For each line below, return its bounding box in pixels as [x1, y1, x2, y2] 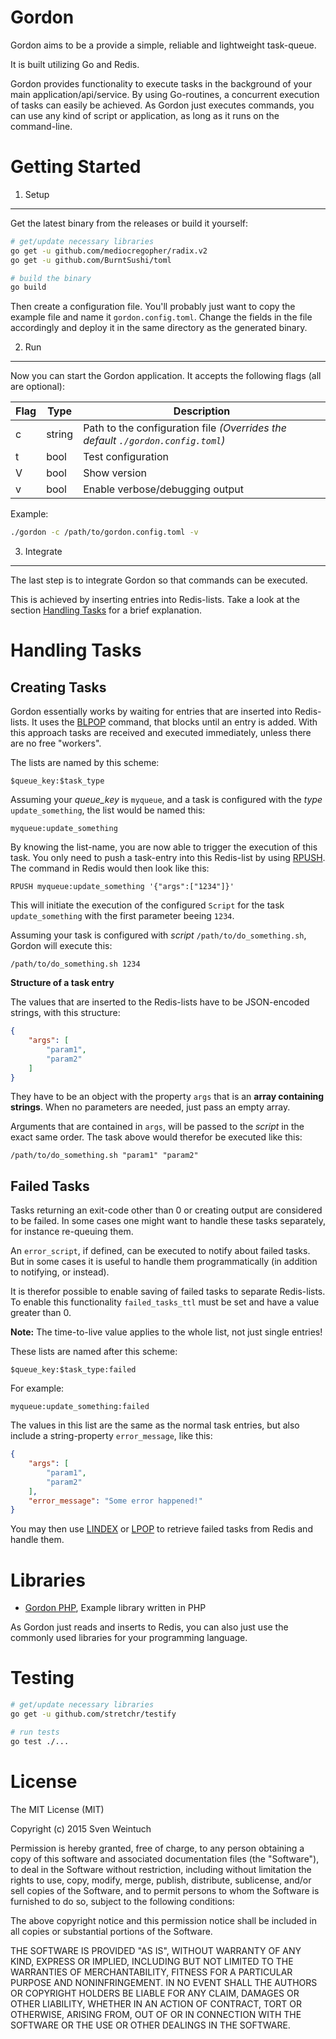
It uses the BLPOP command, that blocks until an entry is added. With [31, 716, 318, 728]
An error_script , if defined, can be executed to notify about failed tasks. [10, 1245, 311, 1257]
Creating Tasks [10, 679, 107, 696]
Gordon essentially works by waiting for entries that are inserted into [10, 706, 293, 718]
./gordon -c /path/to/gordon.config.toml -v [10, 527, 199, 538]
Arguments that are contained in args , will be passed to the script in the [10, 1121, 305, 1133]
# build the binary [10, 273, 92, 283]
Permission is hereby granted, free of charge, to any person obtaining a [10, 1842, 305, 1854]
